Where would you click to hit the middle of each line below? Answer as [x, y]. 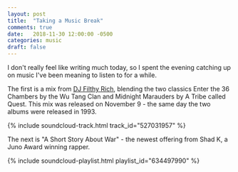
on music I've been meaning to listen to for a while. [82, 75]
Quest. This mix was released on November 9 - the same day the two [109, 104]
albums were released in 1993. [52, 112]
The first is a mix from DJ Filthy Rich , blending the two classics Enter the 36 [119, 89]
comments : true [30, 27]
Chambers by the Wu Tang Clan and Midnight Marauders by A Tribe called [117, 96]
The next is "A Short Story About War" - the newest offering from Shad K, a [118, 139]
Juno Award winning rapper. [49, 147]
